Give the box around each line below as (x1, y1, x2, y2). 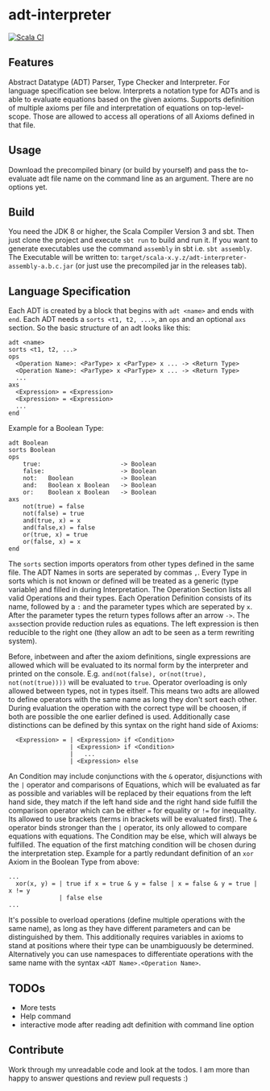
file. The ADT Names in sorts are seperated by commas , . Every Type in (8, 567, 247, 578)
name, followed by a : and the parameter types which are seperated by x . (8, 602, 253, 612)
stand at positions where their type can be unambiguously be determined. (8, 941, 254, 951)
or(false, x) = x (23, 538, 81, 546)
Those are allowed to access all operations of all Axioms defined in (32, 111, 255, 121)
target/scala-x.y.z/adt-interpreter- (120, 254, 247, 262)
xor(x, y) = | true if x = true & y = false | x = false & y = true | (15, 880, 258, 888)
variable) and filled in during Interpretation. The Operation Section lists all (8, 585, 251, 595)
